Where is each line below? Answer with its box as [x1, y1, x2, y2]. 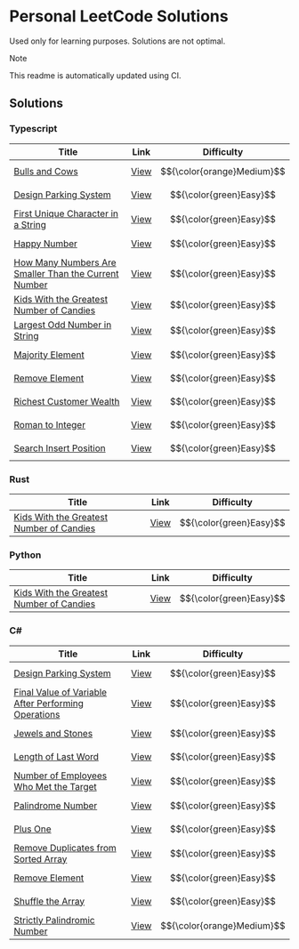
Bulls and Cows [13, 165, 78, 177]
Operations [13, 708, 61, 720]
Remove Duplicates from [13, 841, 117, 854]
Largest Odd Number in [13, 318, 112, 331]
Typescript [9, 123, 58, 135]
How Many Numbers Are [13, 256, 117, 269]
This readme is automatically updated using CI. [9, 69, 182, 81]
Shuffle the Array [13, 895, 85, 907]
